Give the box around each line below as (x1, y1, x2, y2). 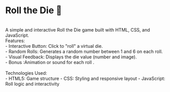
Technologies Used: (5, 70, 47, 76)
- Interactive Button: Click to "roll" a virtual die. (5, 43, 103, 49)
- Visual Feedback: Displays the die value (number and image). (5, 53, 137, 60)
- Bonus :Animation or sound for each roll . (5, 59, 95, 65)
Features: (5, 38, 25, 44)
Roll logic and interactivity (5, 81, 60, 87)
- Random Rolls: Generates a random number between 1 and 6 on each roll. (5, 48, 163, 54)
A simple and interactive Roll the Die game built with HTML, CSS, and (5, 26, 150, 33)
